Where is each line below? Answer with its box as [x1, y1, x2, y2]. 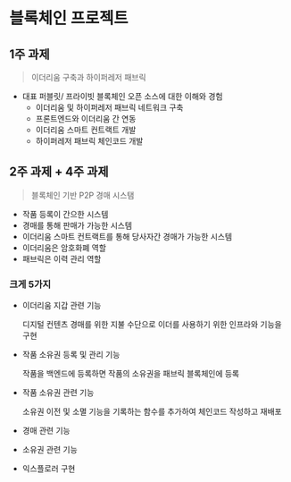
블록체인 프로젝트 [9, 8, 129, 29]
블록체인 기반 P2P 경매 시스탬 [30, 190, 135, 200]
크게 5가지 [9, 278, 52, 291]
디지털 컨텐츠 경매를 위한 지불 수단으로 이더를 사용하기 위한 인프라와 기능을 [21, 319, 283, 330]
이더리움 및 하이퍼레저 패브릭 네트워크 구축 [35, 102, 185, 113]
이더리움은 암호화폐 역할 [21, 242, 107, 253]
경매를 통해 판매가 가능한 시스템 [21, 220, 132, 231]
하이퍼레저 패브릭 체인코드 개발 [35, 136, 144, 146]
